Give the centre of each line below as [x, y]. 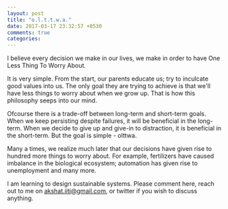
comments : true [29, 32]
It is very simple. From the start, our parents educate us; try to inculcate [108, 79]
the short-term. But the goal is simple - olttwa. [72, 136]
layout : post [26, 13]
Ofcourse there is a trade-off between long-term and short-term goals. [107, 114]
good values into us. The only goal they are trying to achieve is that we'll [109, 86]
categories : [24, 39]
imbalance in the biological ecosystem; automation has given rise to [102, 163]
